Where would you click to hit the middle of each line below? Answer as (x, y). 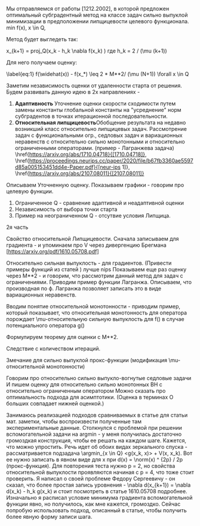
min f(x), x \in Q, (26, 27)
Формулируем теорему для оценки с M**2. (62, 337)
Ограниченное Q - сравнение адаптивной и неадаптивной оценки (99, 203)
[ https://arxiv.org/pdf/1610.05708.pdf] (53, 251)
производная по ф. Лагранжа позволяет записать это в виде (84, 288)
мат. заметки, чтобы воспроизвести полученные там (74, 421)
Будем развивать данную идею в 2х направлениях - (73, 92)
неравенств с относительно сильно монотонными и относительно (100, 142)
